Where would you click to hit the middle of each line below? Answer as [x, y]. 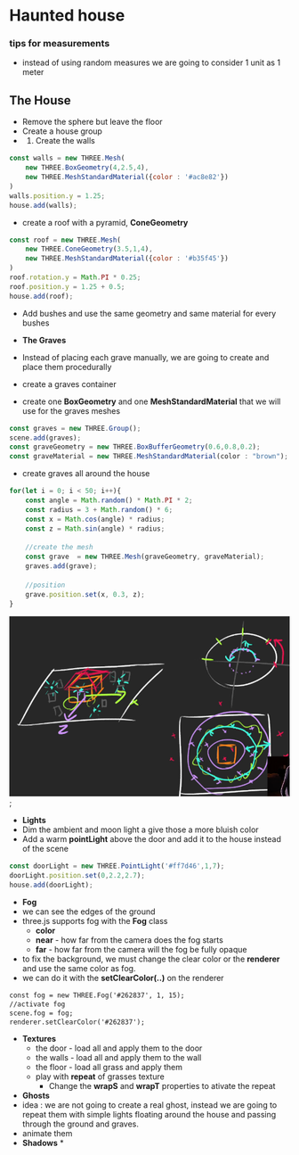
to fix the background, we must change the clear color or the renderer [151, 959]
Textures [39, 1038]
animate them [47, 1133]
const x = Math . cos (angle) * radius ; [95, 519]
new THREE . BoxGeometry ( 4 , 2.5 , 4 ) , [87, 168]
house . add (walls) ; [43, 205]
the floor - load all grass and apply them [109, 1067]
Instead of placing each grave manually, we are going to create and [145, 357]
